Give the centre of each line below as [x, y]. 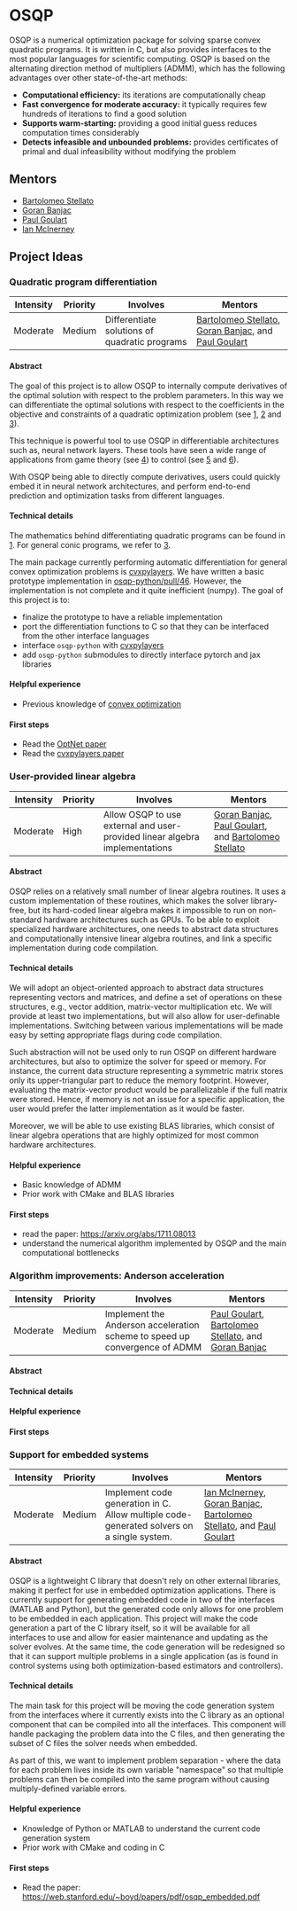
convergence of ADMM [153, 1347]
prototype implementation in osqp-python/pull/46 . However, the [126, 581]
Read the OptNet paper [64, 744]
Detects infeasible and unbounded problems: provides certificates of [150, 142]
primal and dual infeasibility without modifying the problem [129, 151]
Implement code [139, 1492]
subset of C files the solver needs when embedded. [103, 1743]
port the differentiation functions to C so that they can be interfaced [145, 626]
